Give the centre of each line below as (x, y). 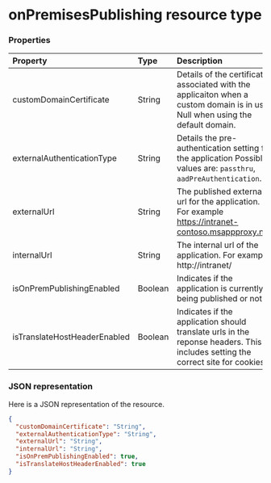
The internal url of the (217, 246)
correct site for (204, 363)
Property (30, 61)
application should (211, 322)
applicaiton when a (212, 94)
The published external (220, 191)
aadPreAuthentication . (219, 178)
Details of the (202, 74)
